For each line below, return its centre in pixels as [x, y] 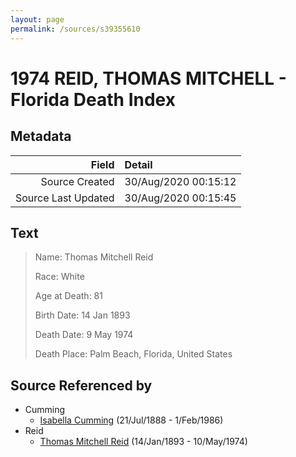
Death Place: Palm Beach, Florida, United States [133, 354]
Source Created [77, 181]
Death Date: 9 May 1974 [84, 335]
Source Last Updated [65, 198]
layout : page [37, 19]
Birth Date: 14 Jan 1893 [82, 315]
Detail [138, 164]
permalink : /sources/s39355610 [75, 29]
